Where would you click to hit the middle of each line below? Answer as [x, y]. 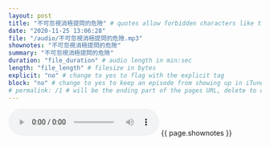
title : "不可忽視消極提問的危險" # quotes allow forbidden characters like [131, 23]
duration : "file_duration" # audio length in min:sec [100, 61]
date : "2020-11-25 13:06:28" [57, 30]
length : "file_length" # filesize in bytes [82, 68]
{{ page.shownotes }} [196, 133]
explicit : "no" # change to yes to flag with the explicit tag [117, 75]
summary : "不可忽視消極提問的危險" [61, 53]
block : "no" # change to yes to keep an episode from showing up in [125, 83]
